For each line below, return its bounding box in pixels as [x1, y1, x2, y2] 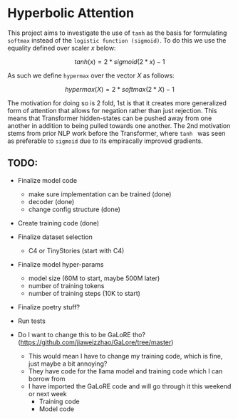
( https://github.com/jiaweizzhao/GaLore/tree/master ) [17, 338, 174, 346]
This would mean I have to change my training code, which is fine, [28, 351, 223, 360]
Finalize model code [17, 176, 77, 184]
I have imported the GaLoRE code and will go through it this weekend [28, 382, 232, 391]
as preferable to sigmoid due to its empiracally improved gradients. [7, 137, 203, 145]
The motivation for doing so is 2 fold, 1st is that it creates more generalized [7, 98, 227, 107]
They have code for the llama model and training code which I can [28, 366, 223, 375]
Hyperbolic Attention [7, 5, 134, 21]
